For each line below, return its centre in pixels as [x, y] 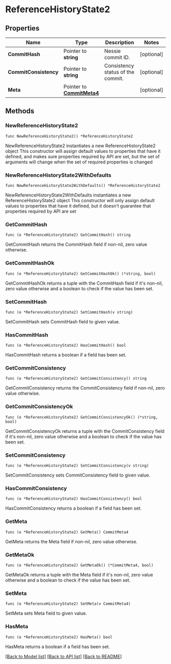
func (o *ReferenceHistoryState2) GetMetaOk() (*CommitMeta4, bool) [79, 565]
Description [120, 43]
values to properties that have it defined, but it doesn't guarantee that [78, 206]
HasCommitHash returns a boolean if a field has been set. [66, 355]
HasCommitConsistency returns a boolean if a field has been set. [73, 508]
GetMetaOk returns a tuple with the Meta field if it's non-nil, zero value [79, 574]
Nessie [112, 51]
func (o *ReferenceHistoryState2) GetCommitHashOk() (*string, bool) [81, 273]
